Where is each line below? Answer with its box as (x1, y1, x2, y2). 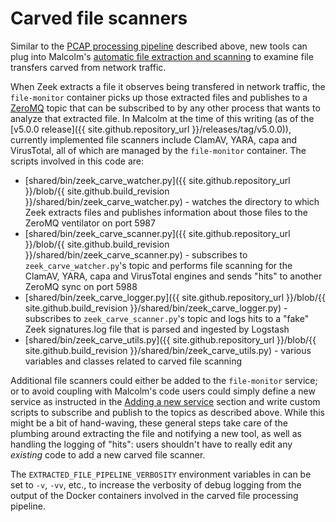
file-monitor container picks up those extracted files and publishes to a (10, 91, 308, 103)
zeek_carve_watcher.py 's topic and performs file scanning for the (24, 259, 293, 271)
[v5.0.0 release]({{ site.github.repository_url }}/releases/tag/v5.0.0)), (10, 123, 292, 135)
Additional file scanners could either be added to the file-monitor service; (10, 374, 318, 386)
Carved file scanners (10, 7, 188, 30)
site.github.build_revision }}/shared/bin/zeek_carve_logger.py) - (24, 302, 288, 314)
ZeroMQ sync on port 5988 (24, 280, 138, 292)
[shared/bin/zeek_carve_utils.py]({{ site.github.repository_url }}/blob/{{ (24, 333, 317, 346)
